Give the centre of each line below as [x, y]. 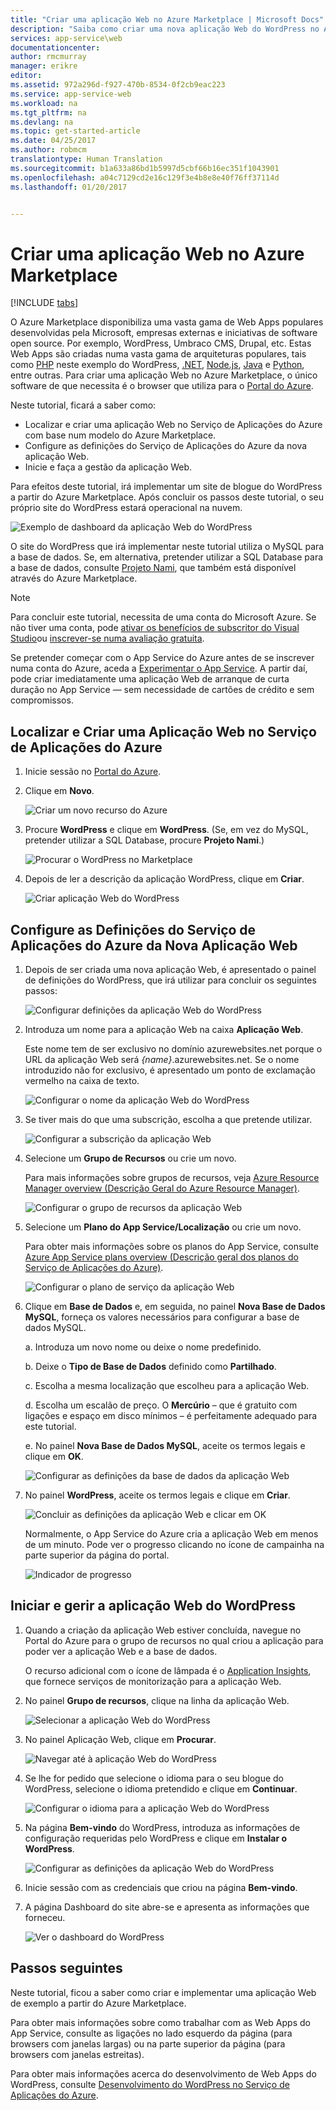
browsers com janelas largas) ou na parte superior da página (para [148, 2043]
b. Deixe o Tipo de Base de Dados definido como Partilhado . [150, 1366]
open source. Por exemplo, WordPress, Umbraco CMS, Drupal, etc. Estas [161, 343]
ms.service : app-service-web [71, 94]
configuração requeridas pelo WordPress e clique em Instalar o [156, 1838]
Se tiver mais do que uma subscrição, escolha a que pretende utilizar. [168, 1119]
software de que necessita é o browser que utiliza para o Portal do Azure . [162, 386]
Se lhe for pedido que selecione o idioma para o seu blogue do [154, 1778]
